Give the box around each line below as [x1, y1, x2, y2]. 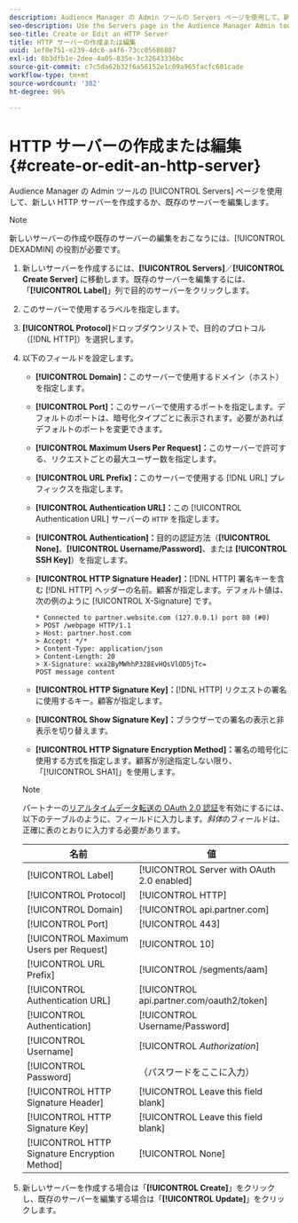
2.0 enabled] [138, 875, 192, 888]
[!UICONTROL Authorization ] [138, 1040, 260, 1053]
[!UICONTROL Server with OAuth [138, 864, 276, 876]
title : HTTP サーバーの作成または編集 [9, 37, 137, 47]
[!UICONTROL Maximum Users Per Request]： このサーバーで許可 [35, 443, 278, 454]
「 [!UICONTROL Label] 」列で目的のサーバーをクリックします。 [21, 285, 255, 296]
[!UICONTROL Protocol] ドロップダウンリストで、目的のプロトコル [21, 323, 266, 334]
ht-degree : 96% [9, 87, 66, 96]
